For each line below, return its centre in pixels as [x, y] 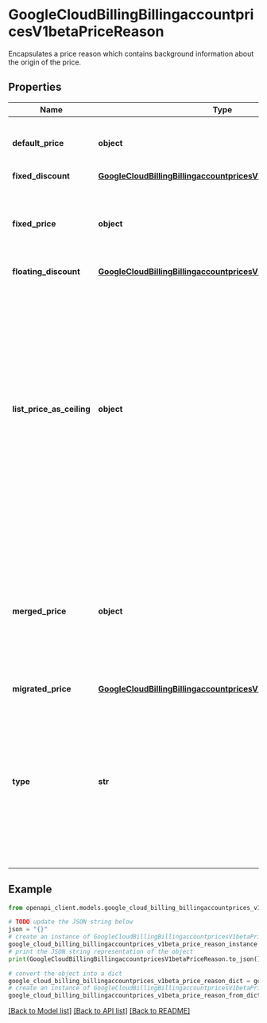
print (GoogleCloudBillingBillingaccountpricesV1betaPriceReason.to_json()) [136, 959]
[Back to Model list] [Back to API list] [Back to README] [99, 1011]
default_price [38, 143]
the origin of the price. [45, 62]
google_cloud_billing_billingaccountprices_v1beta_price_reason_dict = [129, 981]
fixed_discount [41, 175]
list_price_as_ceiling [52, 409]
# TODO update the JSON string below [71, 922]
